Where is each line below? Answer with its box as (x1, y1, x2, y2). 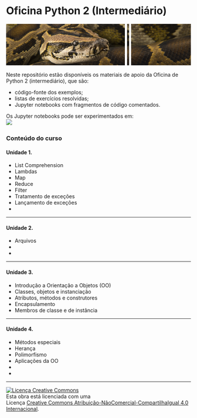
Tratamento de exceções (14, 193, 75, 200)
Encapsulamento (14, 300, 56, 307)
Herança (14, 345, 36, 352)
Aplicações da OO (14, 357, 59, 364)
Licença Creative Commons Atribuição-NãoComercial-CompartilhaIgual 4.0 (6, 399, 189, 406)
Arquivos (14, 237, 37, 244)
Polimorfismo (14, 351, 47, 358)
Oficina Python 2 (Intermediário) (6, 4, 167, 18)
